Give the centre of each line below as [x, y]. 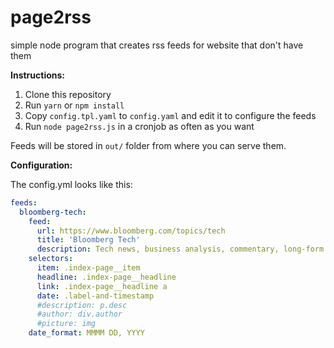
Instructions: [38, 75]
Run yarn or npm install [74, 105]
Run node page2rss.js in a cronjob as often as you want [139, 126]
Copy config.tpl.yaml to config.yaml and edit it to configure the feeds [170, 115]
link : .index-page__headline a [102, 286]
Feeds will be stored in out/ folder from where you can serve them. [148, 145]
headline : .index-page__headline [106, 277]
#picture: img [66, 324]
